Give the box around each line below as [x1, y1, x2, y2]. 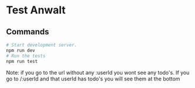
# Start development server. [6, 42, 77, 48]
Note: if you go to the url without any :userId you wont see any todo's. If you [6, 69, 190, 76]
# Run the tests [6, 53, 46, 59]
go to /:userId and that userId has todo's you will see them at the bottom [6, 75, 180, 82]
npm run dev [6, 47, 35, 53]
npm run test [6, 58, 38, 64]
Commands [6, 27, 50, 37]
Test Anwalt [6, 3, 66, 17]
